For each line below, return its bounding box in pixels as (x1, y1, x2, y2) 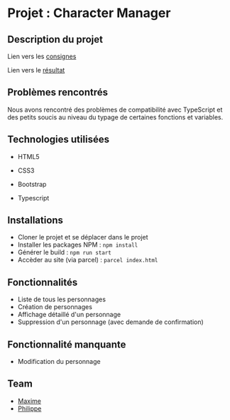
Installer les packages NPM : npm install (17, 240, 138, 249)
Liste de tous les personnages (17, 295, 106, 303)
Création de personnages (17, 303, 92, 311)
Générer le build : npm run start (17, 248, 111, 257)
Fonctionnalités (7, 276, 78, 289)
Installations (7, 215, 64, 227)
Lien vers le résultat (7, 66, 65, 74)
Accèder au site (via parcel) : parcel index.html (17, 256, 158, 264)
